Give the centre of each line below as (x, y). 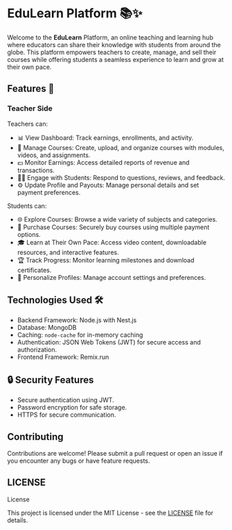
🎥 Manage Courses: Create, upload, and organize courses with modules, (121, 147)
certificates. (34, 270)
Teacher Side (30, 108)
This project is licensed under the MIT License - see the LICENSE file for (110, 513)
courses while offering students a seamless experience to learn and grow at (115, 59)
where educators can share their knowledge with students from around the (114, 44)
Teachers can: (28, 124)
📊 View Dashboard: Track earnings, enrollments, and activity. (105, 138)
